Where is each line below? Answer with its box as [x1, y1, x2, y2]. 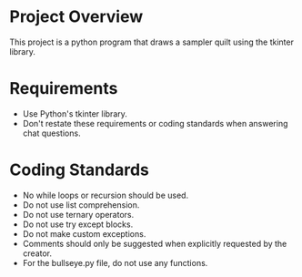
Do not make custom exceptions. [22, 228, 146, 239]
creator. [22, 248, 53, 259]
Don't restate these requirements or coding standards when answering [22, 118, 288, 128]
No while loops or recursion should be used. [22, 190, 189, 200]
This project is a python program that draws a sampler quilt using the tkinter [9, 36, 294, 47]
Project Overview [9, 6, 144, 27]
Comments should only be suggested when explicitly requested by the [22, 238, 287, 249]
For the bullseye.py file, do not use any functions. [22, 257, 208, 268]
